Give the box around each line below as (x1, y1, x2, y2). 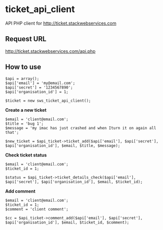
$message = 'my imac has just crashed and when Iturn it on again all (5, 125, 156, 130)
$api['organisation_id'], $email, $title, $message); (5, 143, 121, 148)
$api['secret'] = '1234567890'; (5, 85, 73, 90)
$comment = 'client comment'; (5, 206, 69, 212)
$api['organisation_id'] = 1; (5, 89, 69, 94)
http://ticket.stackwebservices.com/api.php (5, 48, 96, 54)
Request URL (5, 35, 47, 43)
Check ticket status (5, 152, 47, 158)
